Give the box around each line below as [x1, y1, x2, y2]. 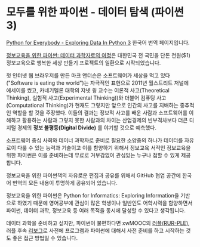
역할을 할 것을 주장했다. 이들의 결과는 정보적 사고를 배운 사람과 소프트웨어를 [12, 109, 188, 116]
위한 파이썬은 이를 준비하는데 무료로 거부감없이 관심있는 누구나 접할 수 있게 [6, 152, 180, 159]
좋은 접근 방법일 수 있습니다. [12, 234, 78, 242]
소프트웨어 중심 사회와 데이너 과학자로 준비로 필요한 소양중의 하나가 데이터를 [6, 137, 183, 144]
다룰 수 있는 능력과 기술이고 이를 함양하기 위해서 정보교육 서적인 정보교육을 [17, 144, 191, 151]
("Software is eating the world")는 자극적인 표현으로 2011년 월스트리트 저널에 [6, 79, 189, 87]
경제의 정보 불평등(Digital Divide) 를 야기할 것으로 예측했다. [17, 123, 157, 131]
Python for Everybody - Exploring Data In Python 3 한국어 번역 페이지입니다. [6, 39, 190, 46]
